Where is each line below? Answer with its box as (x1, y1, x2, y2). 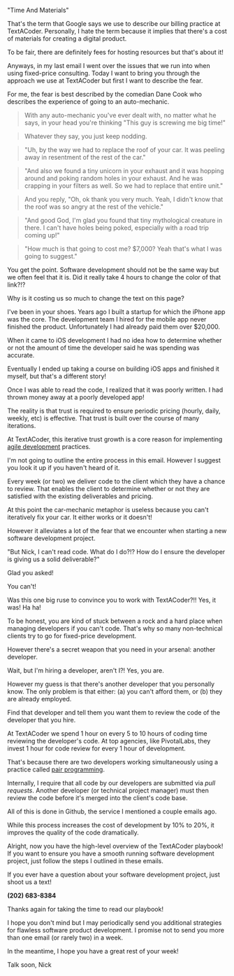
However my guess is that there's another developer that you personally (7, 680, 215, 688)
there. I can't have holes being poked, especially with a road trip (24, 224, 210, 232)
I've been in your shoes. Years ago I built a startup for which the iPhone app (7, 308, 226, 316)
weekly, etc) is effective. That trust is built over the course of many (7, 414, 200, 422)
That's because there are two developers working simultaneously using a (7, 758, 219, 766)
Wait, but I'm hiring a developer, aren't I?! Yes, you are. (7, 666, 164, 675)
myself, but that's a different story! (7, 372, 107, 380)
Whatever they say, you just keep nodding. (24, 132, 147, 140)
